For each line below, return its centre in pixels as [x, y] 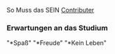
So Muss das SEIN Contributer [50, 10]
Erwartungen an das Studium [57, 28]
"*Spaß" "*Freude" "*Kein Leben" [56, 43]
